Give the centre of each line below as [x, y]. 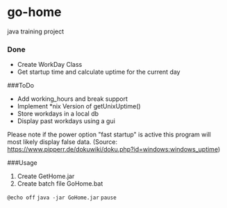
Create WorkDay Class [50, 65]
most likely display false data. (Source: [62, 142]
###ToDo [21, 86]
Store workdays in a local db [58, 114]
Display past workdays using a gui [66, 121]
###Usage [23, 163]
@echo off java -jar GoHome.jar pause [62, 198]
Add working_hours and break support [73, 99]
